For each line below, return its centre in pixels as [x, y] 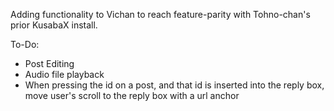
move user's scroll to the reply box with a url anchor [132, 95]
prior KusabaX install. [54, 25]
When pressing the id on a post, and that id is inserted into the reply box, [174, 85]
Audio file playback [64, 74]
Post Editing [49, 63]
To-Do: [25, 44]
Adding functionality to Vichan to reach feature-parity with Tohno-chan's [160, 14]
